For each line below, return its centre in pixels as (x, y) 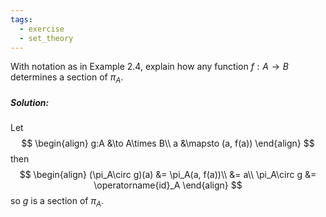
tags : (21, 19)
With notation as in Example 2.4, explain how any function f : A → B (149, 67)
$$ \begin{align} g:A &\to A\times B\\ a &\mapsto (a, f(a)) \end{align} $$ (168, 143)
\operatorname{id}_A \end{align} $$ (168, 185)
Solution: (30, 102)
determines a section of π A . (67, 78)
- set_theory (46, 38)
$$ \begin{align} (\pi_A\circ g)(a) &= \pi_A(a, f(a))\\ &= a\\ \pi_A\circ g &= (168, 175)
